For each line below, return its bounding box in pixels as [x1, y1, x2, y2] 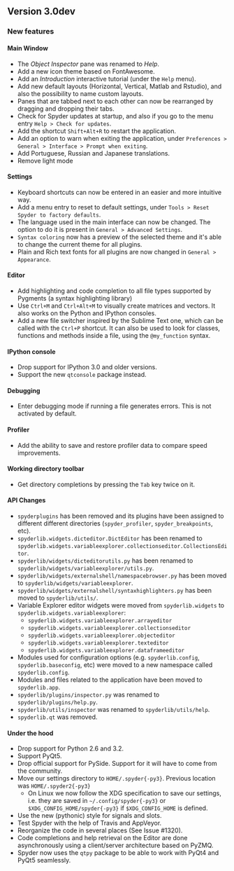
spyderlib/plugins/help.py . [17, 697, 98, 706]
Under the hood [7, 729, 54, 737]
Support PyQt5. [17, 752, 62, 760]
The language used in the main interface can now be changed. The [17, 217, 211, 226]
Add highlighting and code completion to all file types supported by [17, 287, 212, 295]
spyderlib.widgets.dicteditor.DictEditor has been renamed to [17, 534, 203, 542]
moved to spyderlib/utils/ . [17, 594, 98, 602]
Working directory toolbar [7, 465, 85, 473]
